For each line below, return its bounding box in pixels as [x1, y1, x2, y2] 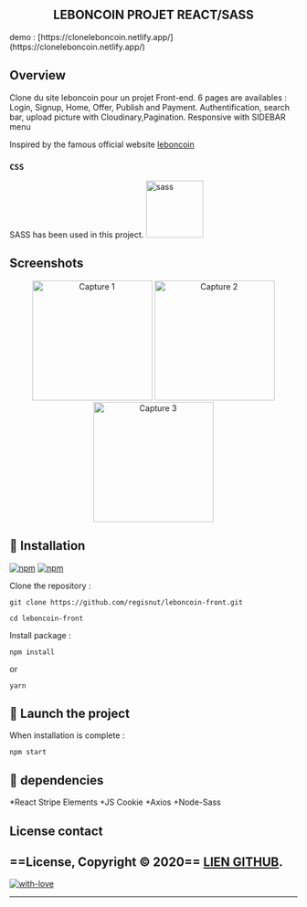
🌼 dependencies [9, 772, 104, 788]
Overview [9, 68, 67, 83]
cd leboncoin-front [9, 614, 84, 623]
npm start [9, 748, 48, 757]
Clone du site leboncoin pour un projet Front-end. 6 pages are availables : [9, 91, 288, 103]
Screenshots [9, 256, 84, 271]
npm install [9, 648, 55, 657]
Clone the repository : [9, 580, 91, 591]
